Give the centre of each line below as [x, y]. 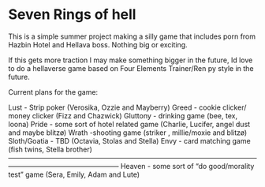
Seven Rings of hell [72, 15]
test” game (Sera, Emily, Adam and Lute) [74, 174]
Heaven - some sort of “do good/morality [187, 166]
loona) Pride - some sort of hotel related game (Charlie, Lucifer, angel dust [129, 124]
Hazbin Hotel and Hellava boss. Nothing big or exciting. [98, 44]
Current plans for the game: [53, 92]
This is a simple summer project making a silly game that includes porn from [132, 36]
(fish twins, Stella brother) [50, 149]
